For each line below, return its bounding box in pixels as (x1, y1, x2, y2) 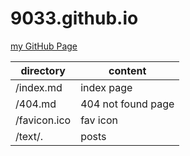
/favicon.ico (15, 113, 72, 127)
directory (20, 63, 66, 77)
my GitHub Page (10, 40, 78, 52)
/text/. (15, 129, 44, 143)
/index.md (15, 80, 63, 94)
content (108, 63, 147, 77)
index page (80, 80, 133, 94)
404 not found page (80, 97, 175, 111)
